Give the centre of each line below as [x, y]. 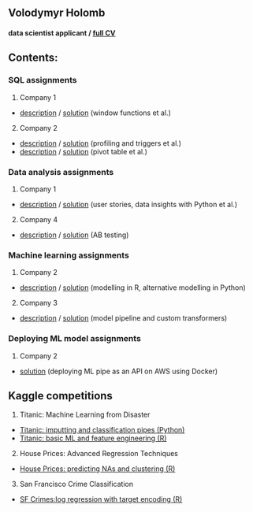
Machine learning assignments [69, 255]
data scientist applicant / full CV [62, 33]
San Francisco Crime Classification [76, 484]
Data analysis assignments [61, 172]
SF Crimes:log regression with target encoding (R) [101, 499]
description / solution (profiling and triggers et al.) [100, 143]
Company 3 [38, 303]
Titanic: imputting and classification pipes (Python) [102, 430]
